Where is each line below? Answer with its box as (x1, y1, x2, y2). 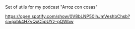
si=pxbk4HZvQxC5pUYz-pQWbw (5, 19, 74, 24)
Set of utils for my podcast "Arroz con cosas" (5, 4, 98, 10)
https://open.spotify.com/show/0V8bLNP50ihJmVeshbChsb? (5, 14, 131, 19)
